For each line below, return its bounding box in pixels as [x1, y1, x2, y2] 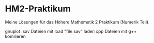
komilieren [5, 33, 26, 39]
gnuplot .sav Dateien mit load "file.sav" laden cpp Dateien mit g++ [5, 28, 137, 34]
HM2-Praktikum [5, 3, 71, 14]
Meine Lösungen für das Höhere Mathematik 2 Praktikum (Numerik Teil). [5, 19, 150, 25]
